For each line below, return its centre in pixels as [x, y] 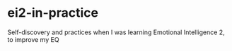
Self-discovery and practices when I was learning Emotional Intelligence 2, [116, 32]
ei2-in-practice [53, 13]
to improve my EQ [33, 39]
